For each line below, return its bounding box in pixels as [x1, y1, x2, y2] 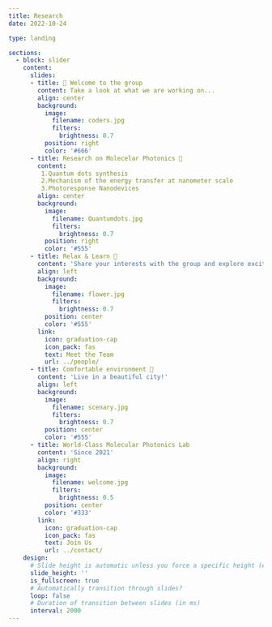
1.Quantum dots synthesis [40, 170, 129, 178]
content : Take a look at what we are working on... [37, 86, 216, 94]
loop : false [29, 591, 70, 600]
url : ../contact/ [44, 547, 104, 555]
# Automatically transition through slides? [29, 584, 183, 592]
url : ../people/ [44, 358, 100, 366]
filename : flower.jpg [51, 290, 125, 298]
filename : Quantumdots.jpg [51, 214, 143, 223]
